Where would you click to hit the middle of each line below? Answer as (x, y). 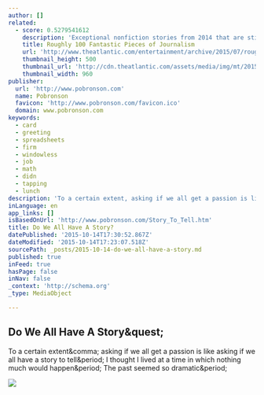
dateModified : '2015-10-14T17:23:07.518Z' (79, 242)
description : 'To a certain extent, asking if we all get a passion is (128, 198)
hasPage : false (33, 271)
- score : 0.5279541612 (52, 30)
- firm (26, 147)
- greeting (33, 132)
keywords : (24, 118)
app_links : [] (31, 213)
